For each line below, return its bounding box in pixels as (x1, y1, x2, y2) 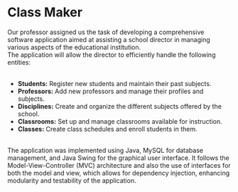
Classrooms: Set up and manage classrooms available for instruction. (17, 117, 222, 125)
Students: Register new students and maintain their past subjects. (17, 79, 212, 87)
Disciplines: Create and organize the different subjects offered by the (17, 102, 222, 110)
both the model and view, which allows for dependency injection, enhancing (7, 169, 230, 177)
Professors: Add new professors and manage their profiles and (17, 87, 204, 95)
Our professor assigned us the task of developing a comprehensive (7, 28, 205, 36)
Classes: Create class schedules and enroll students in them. (17, 124, 198, 133)
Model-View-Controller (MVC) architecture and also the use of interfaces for (7, 161, 231, 169)
